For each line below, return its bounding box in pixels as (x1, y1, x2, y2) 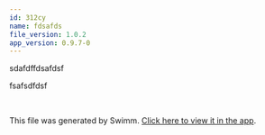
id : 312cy (9, 13, 47, 22)
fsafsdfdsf (9, 80, 48, 91)
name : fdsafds (9, 22, 63, 31)
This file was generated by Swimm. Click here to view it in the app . (9, 115, 257, 126)
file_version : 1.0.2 (9, 30, 87, 39)
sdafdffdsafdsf (9, 63, 65, 74)
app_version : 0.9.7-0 (9, 38, 91, 48)
